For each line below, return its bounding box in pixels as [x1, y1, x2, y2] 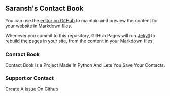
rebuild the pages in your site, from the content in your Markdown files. [5, 38, 154, 44]
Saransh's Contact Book [5, 4, 84, 13]
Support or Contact [5, 75, 54, 82]
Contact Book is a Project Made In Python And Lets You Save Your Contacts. [5, 62, 165, 68]
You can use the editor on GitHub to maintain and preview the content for [5, 17, 158, 23]
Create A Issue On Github [5, 86, 58, 92]
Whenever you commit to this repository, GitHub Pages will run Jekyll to [5, 32, 156, 38]
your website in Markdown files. [5, 23, 72, 29]
